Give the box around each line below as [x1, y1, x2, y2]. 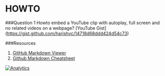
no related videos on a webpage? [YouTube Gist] [5, 25, 107, 31]
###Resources [5, 40, 36, 46]
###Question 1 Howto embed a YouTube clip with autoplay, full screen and [5, 20, 160, 26]
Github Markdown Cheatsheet [12, 55, 75, 61]
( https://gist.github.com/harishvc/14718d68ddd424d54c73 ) [5, 30, 129, 36]
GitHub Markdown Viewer [12, 50, 67, 56]
